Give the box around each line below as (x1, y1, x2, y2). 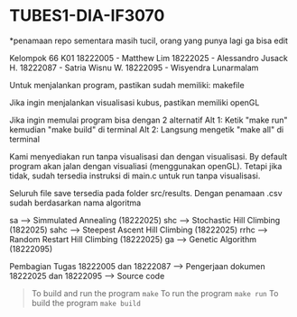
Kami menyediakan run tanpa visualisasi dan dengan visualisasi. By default (9, 150, 288, 162)
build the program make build (31, 297, 142, 308)
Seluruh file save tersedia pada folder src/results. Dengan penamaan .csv (9, 187, 283, 198)
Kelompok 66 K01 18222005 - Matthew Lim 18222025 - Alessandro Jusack (9, 52, 289, 63)
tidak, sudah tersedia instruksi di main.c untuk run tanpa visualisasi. (9, 170, 261, 181)
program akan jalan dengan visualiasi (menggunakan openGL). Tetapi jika (9, 160, 283, 171)
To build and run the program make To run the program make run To (31, 287, 279, 298)
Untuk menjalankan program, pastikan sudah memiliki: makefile (9, 79, 246, 90)
